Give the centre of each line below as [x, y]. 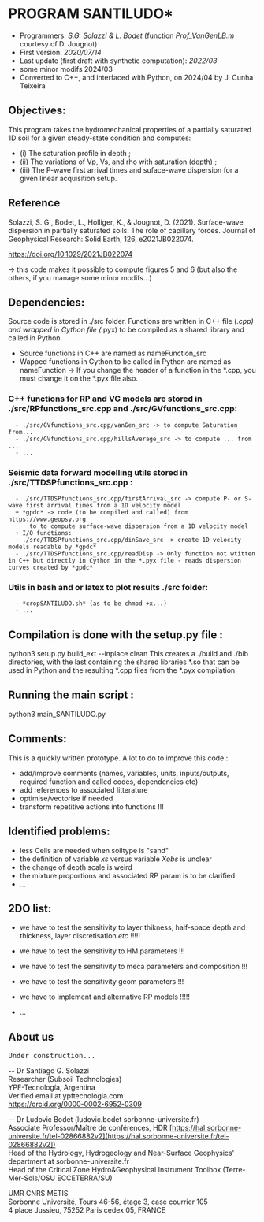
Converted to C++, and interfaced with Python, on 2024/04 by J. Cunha [136, 77]
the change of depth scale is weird [76, 867]
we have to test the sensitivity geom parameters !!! [102, 982]
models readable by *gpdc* [52, 547]
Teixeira [32, 85]
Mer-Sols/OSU [32, 1178]
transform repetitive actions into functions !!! [91, 806]
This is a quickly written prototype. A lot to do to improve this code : [118, 758]
